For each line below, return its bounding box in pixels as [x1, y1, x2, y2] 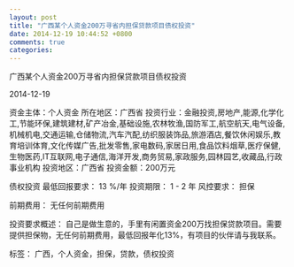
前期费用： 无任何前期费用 [9, 200, 104, 210]
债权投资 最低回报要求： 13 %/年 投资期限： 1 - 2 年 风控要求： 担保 [9, 181, 255, 192]
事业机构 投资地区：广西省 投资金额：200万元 [9, 163, 176, 173]
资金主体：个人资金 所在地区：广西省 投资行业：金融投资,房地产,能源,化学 [9, 107, 276, 118]
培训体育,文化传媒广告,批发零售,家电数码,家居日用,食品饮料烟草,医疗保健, [16, 141, 282, 151]
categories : [9, 46, 53, 55]
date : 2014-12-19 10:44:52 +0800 [9, 29, 133, 38]
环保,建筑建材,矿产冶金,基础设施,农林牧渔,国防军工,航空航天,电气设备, [35, 118, 286, 129]
